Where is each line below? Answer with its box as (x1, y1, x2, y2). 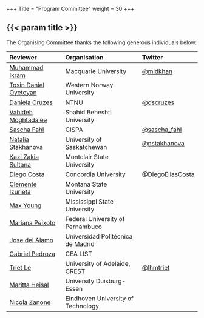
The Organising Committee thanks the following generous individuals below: (6, 39, 197, 46)
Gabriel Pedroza (9, 250, 56, 258)
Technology (65, 302, 99, 310)
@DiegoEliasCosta (141, 170, 195, 178)
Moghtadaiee (9, 115, 47, 124)
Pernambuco (65, 222, 102, 231)
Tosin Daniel (9, 81, 44, 89)
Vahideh (9, 108, 33, 116)
